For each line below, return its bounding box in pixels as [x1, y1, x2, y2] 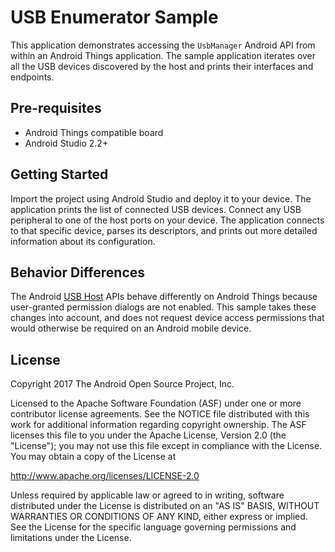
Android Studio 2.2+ [24, 137, 109, 149]
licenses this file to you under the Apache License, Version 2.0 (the [10, 429, 287, 441]
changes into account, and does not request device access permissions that [10, 312, 325, 324]
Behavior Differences [10, 264, 146, 281]
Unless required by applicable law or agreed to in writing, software [10, 489, 285, 501]
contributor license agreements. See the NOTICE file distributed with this [10, 408, 310, 420]
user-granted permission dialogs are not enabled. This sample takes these [10, 301, 317, 313]
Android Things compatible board [24, 126, 164, 138]
